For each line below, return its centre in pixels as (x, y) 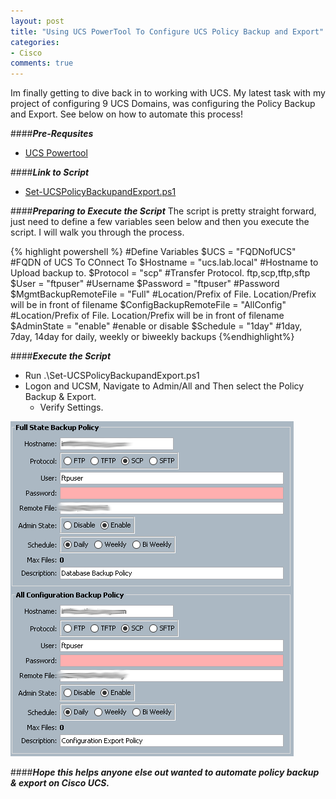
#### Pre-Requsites (52, 134)
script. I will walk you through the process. (97, 232)
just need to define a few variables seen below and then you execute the (160, 222)
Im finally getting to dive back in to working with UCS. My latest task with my (168, 93)
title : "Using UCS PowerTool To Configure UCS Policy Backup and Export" (167, 31)
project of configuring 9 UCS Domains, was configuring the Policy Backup (163, 104)
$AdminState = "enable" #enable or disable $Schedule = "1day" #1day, (156, 326)
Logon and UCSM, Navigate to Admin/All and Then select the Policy (164, 386)
